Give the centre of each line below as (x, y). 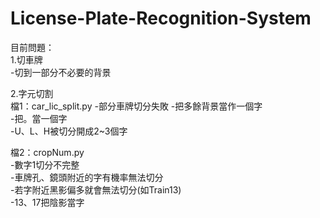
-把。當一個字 (39, 118)
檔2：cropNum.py (47, 152)
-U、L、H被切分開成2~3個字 (69, 131)
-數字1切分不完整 (45, 164)
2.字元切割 (32, 93)
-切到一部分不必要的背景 (61, 72)
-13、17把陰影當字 (47, 202)
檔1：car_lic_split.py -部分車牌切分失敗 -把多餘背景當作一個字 (136, 106)
